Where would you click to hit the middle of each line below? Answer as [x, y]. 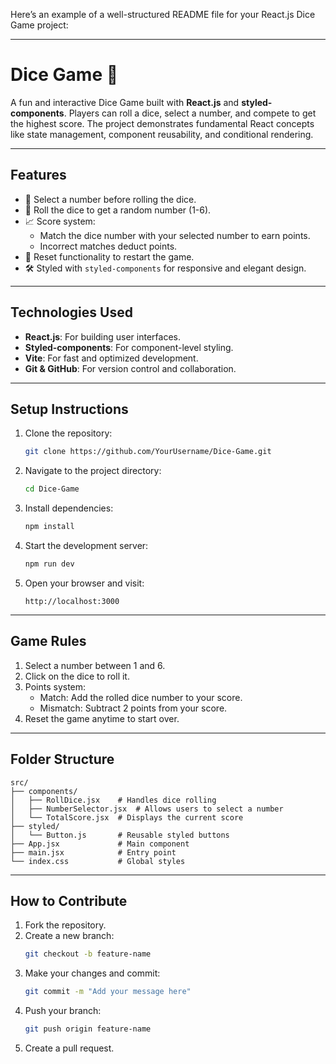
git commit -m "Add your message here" [108, 992]
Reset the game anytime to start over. [102, 718]
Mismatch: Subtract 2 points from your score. [133, 708]
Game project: [39, 25]
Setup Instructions [69, 409]
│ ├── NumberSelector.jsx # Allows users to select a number [147, 809]
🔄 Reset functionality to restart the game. [109, 256]
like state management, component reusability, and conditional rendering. [162, 134]
